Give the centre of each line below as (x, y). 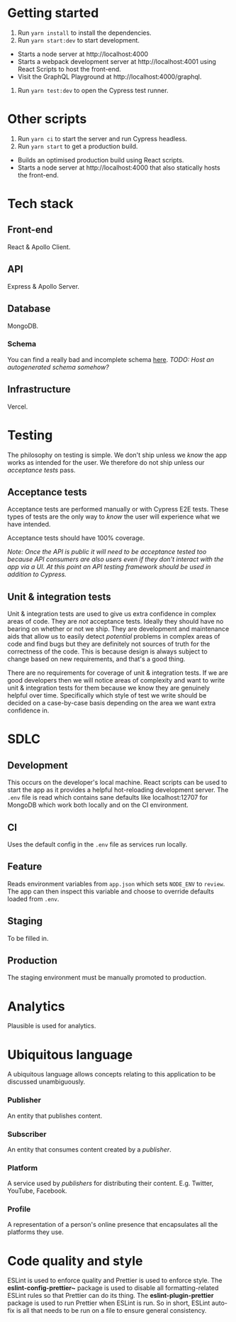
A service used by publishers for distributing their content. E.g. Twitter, (111, 1184)
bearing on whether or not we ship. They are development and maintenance (118, 629)
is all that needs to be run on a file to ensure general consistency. (112, 1311)
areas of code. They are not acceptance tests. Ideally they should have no (116, 622)
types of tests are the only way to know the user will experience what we (114, 517)
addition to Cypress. (37, 574)
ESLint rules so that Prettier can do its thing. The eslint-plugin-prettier (111, 1296)
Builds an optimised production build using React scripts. (101, 160)
